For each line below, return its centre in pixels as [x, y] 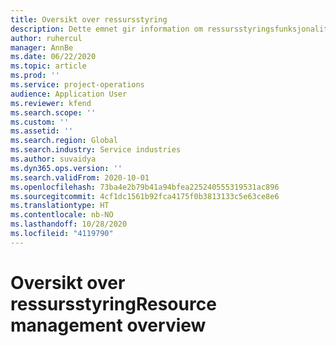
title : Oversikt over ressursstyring [89, 19]
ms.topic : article [48, 66]
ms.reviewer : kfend [51, 103]
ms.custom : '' [40, 122]
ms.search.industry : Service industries [96, 150]
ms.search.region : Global [64, 141]
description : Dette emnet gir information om [106, 29]
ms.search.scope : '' [53, 112]
